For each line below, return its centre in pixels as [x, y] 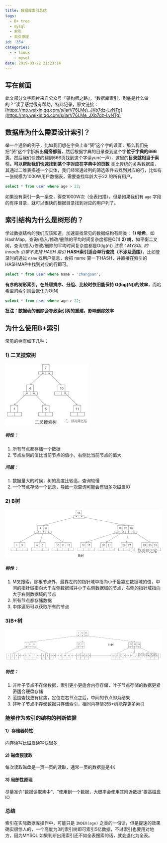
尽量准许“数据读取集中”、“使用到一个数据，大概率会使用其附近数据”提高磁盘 [83, 792]
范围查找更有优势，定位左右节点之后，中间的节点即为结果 [71, 697]
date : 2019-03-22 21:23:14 [33, 63]
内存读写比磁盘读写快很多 [31, 743]
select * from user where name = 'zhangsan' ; [53, 274]
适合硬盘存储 [30, 691]
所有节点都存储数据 [32, 601]
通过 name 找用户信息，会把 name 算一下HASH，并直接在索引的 [83, 258]
